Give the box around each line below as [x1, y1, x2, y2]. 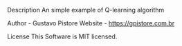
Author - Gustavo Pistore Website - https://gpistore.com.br [7, 19, 175, 27]
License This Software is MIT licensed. [7, 32, 118, 41]
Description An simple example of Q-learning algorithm [7, 6, 165, 14]
